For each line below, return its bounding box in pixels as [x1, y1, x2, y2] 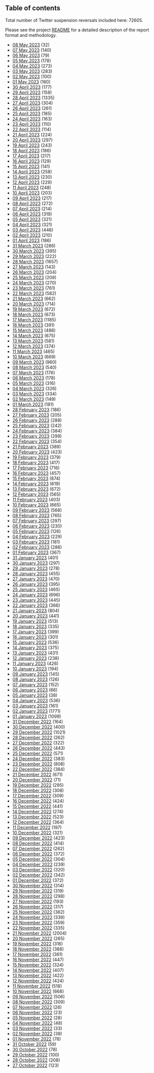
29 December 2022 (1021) [12, 729, 66, 735]
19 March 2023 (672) [12, 306, 55, 312]
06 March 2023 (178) [12, 375, 55, 381]
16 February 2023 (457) [12, 470, 61, 476]
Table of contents [5, 4, 60, 12]
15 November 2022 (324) [12, 962, 64, 967]
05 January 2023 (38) [12, 692, 58, 698]
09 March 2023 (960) [12, 359, 57, 365]
